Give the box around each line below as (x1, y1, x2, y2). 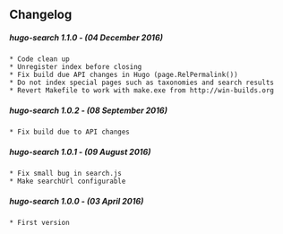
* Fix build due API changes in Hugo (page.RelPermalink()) (9, 71, 239, 80)
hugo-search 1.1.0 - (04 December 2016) (9, 31, 164, 43)
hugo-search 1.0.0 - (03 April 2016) (9, 195, 144, 206)
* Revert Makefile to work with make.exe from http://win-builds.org (9, 86, 275, 95)
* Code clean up (9, 55, 70, 64)
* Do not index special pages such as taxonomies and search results (9, 78, 275, 88)
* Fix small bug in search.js (9, 169, 123, 178)
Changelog (9, 7, 73, 22)
